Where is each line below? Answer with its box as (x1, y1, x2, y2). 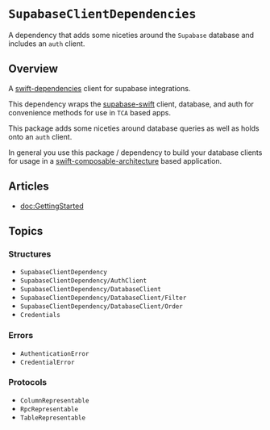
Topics (8, 224, 44, 238)
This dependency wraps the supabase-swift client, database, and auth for (8, 99, 254, 109)
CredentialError (19, 358, 75, 366)
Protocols (8, 377, 48, 388)
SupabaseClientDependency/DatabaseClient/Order (19, 303, 183, 311)
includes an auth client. (8, 39, 85, 48)
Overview (8, 62, 59, 76)
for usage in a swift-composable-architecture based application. (8, 156, 222, 165)
